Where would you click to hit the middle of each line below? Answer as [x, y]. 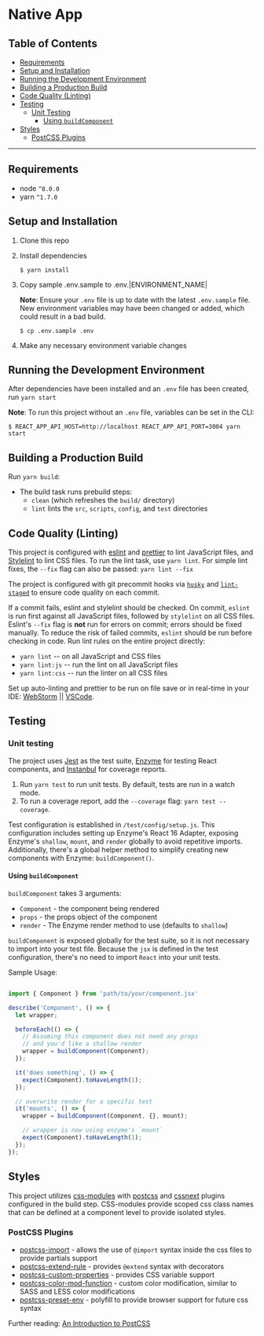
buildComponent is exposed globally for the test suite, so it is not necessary [129, 940]
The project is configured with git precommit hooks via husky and [114, 584]
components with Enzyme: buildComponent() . [81, 858]
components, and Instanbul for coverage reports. [88, 769]
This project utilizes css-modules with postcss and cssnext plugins [117, 1195]
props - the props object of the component [88, 917]
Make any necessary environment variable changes [103, 345]
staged [19, 593]
